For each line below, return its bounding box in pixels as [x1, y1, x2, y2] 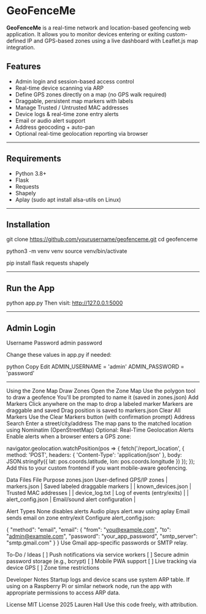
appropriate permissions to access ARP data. [6, 589, 121, 596]
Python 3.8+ [15, 169, 47, 177]
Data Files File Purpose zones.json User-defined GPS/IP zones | [6, 476, 168, 483]
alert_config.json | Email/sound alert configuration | [6, 495, 136, 503]
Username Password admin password [6, 339, 102, 346]
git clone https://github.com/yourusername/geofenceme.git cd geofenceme [6, 236, 198, 243]
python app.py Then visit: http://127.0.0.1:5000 [6, 299, 123, 307]
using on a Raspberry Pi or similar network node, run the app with [6, 583, 172, 589]
